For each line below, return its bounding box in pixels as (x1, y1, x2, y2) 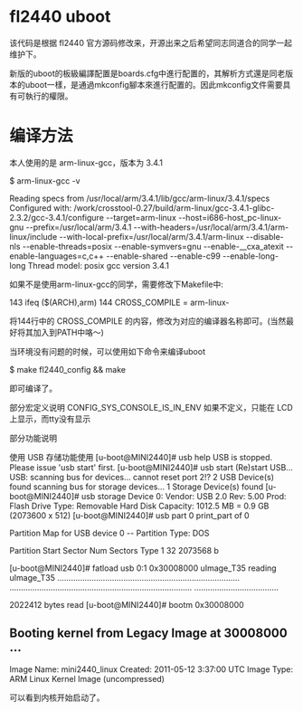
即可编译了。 (9, 383, 57, 393)
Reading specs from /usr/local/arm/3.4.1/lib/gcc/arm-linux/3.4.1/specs (9, 193, 270, 204)
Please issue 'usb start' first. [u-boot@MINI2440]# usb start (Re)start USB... (9, 461, 294, 472)
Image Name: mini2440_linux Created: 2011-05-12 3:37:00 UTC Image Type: (9, 663, 294, 675)
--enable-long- (223, 251, 279, 261)
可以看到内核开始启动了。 (9, 692, 105, 703)
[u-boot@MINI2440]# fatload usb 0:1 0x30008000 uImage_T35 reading (9, 563, 278, 574)
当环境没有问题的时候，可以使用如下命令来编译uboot (9, 346, 206, 356)
